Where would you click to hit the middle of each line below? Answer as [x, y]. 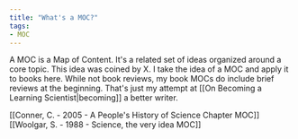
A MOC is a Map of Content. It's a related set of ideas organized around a [145, 60]
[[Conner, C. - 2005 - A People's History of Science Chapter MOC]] [135, 115]
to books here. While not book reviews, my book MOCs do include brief [142, 79]
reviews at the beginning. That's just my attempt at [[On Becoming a [136, 88]
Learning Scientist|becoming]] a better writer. [94, 98]
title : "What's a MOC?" [54, 17]
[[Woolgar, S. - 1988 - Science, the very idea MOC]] [105, 125]
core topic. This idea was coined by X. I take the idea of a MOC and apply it [149, 69]
